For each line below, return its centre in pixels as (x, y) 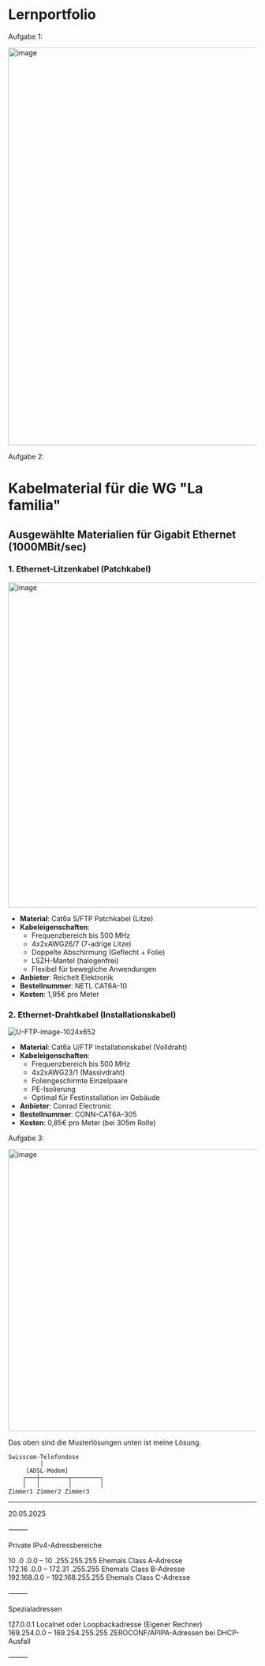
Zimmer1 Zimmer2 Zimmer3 (49, 1492)
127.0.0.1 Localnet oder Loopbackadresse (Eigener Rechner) (105, 1624)
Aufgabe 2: (26, 456)
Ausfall (19, 1641)
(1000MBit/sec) (47, 547)
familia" (35, 506)
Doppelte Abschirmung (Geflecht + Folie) (98, 952)
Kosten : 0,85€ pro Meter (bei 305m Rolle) (88, 1123)
